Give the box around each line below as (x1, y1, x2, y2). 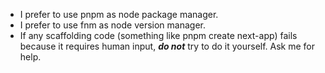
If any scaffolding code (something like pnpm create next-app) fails (19, 30, 298, 41)
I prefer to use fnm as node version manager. (19, 19, 206, 31)
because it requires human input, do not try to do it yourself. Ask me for (19, 40, 316, 52)
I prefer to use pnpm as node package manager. (19, 9, 219, 20)
